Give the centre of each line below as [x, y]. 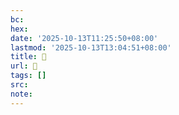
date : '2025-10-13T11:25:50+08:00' [84, 38]
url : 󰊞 [24, 66]
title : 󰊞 [28, 57]
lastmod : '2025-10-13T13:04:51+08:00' [91, 47]
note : [21, 94]
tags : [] [28, 76]
